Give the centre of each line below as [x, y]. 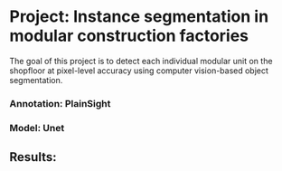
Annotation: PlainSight [60, 103]
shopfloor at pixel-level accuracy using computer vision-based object [139, 71]
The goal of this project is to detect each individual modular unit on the [141, 61]
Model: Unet [37, 128]
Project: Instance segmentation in [139, 17]
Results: [33, 157]
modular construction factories [129, 36]
